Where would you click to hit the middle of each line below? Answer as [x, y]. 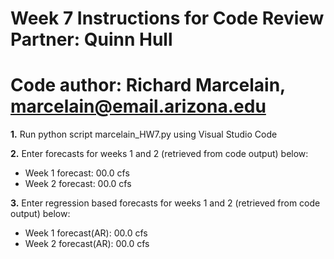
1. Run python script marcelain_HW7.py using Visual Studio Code [144, 134]
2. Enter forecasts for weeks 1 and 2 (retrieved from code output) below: [159, 154]
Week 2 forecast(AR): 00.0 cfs [87, 244]
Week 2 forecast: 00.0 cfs [78, 184]
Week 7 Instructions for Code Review [167, 18]
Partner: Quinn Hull [91, 39]
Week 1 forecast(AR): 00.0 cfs [86, 233]
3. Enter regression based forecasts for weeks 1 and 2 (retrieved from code [165, 203]
